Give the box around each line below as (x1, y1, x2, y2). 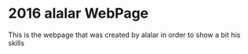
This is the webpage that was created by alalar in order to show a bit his (8, 30, 241, 39)
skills (8, 38, 25, 47)
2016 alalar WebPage (8, 5, 149, 22)
